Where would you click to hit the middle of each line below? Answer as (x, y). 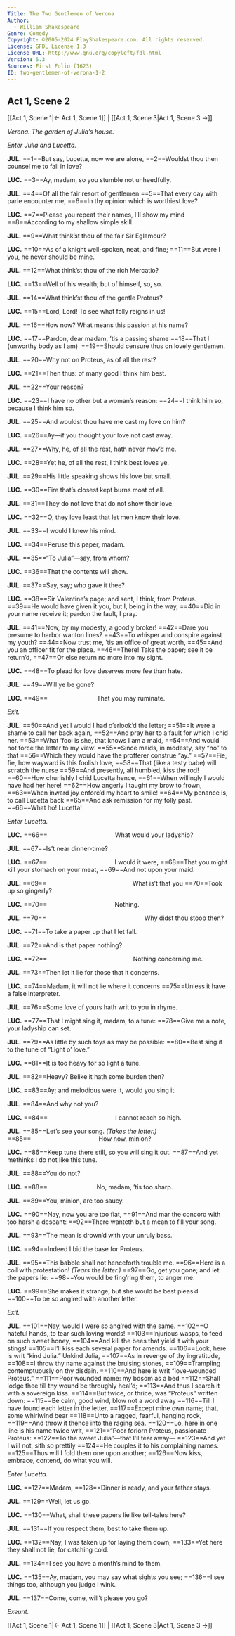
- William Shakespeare (47, 27)
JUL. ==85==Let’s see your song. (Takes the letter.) (82, 1131)
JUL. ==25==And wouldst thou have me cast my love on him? (96, 422)
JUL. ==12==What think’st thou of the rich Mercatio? (83, 271)
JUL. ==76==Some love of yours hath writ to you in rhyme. (92, 1007)
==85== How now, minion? (79, 1139)
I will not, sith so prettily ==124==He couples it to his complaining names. (113, 1445)
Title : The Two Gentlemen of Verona (61, 14)
